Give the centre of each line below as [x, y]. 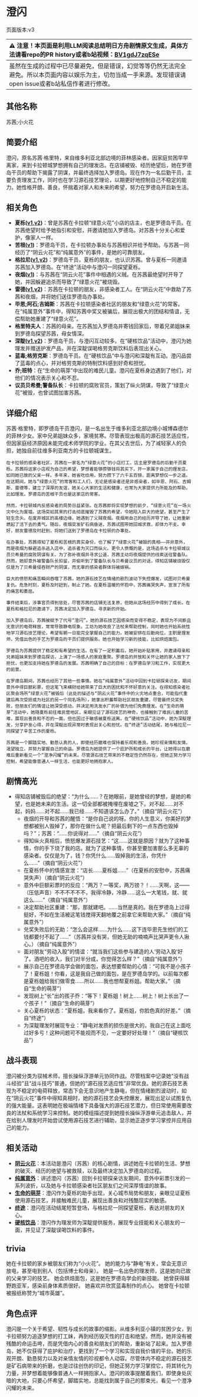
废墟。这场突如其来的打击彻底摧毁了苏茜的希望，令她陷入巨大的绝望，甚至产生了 [107, 512]
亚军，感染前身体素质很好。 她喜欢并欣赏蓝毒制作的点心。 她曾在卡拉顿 [103, 1286]
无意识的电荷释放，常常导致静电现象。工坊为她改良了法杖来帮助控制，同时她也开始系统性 [98, 627]
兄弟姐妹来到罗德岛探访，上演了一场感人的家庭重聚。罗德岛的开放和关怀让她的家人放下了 [98, 657]
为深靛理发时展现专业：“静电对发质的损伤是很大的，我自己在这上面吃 [107, 1025]
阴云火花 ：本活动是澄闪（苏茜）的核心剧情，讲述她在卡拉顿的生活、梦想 [102, 1163]
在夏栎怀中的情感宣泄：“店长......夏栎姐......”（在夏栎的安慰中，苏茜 [104, 870]
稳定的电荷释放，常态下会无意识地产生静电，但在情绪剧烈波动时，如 [104, 1090]
